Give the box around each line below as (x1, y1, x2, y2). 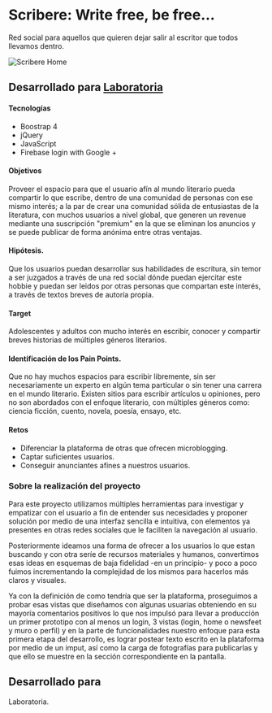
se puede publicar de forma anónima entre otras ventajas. (8, 227, 203, 237)
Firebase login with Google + (19, 147, 117, 157)
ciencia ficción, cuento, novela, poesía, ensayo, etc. (8, 406, 182, 416)
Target (8, 308, 32, 318)
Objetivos (8, 166, 42, 176)
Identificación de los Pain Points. (8, 354, 122, 363)
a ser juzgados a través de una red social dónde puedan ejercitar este (8, 272, 242, 282)
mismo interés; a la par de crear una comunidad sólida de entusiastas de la (8, 201, 260, 211)
